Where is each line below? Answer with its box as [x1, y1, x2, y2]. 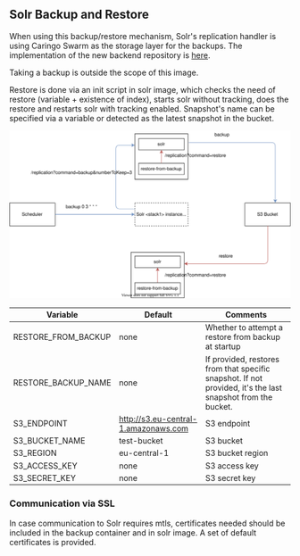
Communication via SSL [9, 497, 115, 510]
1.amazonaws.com [119, 423, 189, 434]
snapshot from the [204, 392, 273, 402]
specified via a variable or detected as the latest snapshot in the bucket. [9, 112, 275, 123]
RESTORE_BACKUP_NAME [12, 378, 112, 388]
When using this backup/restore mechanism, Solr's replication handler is [9, 30, 277, 41]
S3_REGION [12, 448, 57, 459]
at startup [204, 341, 241, 352]
